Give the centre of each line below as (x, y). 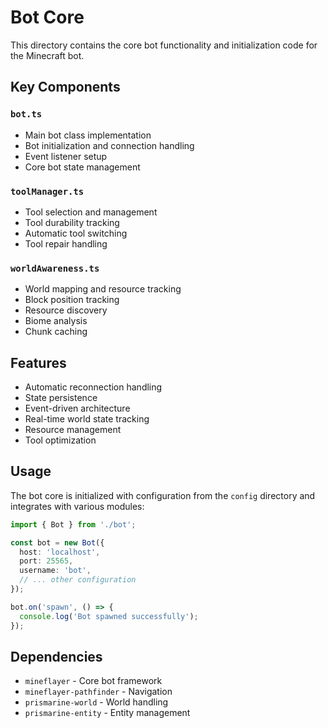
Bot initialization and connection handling (109, 145)
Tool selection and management (91, 212)
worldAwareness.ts (55, 268)
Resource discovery (66, 310)
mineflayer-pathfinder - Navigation (98, 692)
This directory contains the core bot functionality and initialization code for (164, 45)
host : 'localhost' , (60, 552)
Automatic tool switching (76, 233)
